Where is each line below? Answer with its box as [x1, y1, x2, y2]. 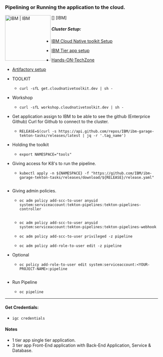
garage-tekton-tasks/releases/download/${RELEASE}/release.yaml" [19, 175, 154, 180]
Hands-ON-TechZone [51, 57, 95, 63]
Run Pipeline [12, 279, 37, 285]
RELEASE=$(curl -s [19, 129, 57, 134]
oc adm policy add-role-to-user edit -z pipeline [19, 243, 122, 249]
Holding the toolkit [12, 142, 49, 148]
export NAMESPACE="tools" [19, 152, 72, 157]
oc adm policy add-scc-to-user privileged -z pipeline [19, 234, 132, 239]
